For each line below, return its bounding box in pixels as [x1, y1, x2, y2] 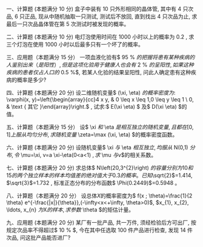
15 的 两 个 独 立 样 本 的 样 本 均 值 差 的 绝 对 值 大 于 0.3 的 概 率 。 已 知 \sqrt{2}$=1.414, [6, 172, 193, 179]
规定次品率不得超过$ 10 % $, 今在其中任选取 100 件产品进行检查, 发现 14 [6, 226, 186, 234]
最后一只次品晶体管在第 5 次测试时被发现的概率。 [6, 21, 130, 27]
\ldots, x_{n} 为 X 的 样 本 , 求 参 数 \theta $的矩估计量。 [6, 206, 135, 213]
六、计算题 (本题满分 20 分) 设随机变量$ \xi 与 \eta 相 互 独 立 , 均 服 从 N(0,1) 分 [6, 144, 195, 151]
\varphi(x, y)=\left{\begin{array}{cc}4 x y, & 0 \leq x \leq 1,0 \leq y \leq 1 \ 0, [6, 96, 194, 103]
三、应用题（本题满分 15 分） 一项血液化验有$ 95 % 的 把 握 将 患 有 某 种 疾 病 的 [6, 54, 195, 60]
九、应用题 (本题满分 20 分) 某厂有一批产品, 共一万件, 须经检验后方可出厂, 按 [6, 219, 197, 226]
